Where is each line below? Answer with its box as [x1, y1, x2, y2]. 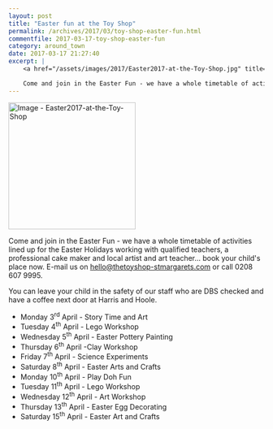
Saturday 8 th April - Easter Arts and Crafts [19, 360, 161, 371]
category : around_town [8, 42, 85, 50]
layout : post [8, 11, 53, 20]
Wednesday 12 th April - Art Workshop [19, 390, 146, 401]
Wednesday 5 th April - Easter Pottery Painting [19, 330, 173, 341]
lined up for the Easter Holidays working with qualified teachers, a [8, 245, 229, 254]
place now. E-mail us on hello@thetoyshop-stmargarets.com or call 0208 [8, 262, 253, 271]
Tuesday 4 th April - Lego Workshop [19, 320, 140, 331]
